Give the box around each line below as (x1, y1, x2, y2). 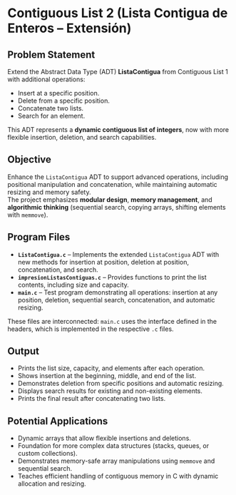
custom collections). (17, 449, 78, 458)
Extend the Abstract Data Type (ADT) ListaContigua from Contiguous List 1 (7, 68, 228, 76)
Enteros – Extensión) (7, 20, 132, 36)
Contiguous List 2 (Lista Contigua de (7, 5, 228, 21)
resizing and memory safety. (7, 188, 91, 196)
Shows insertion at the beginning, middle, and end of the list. (17, 372, 197, 380)
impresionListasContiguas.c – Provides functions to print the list (17, 272, 207, 281)
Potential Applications (7, 415, 108, 427)
